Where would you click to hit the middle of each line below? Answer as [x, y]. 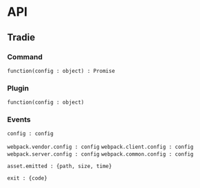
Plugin [18, 88]
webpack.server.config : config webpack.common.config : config [100, 154]
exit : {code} [27, 178]
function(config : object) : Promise [61, 71]
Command [25, 57]
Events [19, 119]
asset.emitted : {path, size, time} [59, 166]
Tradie [21, 37]
